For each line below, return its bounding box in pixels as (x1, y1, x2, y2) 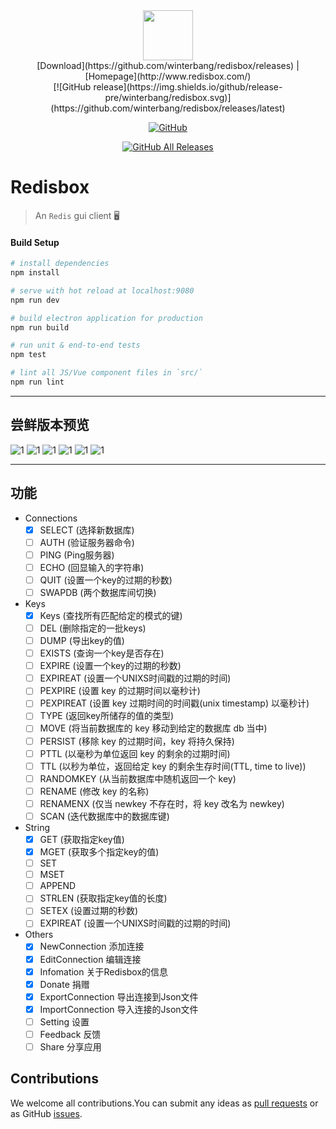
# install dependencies (10, 259, 110, 269)
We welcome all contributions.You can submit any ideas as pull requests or (10, 1097, 319, 1109)
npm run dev (10, 295, 60, 305)
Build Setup (10, 236, 60, 248)
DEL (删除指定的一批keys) (39, 622, 147, 634)
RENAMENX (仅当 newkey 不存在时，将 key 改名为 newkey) (39, 797, 285, 809)
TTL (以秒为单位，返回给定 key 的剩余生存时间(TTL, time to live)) (39, 760, 307, 772)
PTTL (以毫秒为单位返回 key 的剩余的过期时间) (39, 747, 231, 759)
